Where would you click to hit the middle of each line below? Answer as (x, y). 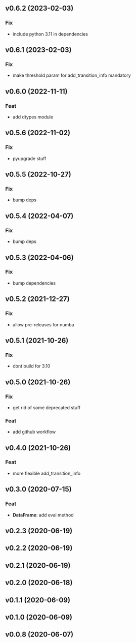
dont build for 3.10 (31, 366)
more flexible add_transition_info (47, 473)
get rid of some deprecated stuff (47, 407)
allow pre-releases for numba (43, 324)
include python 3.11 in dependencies (50, 34)
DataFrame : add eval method (43, 515)
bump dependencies (34, 283)
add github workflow (34, 432)
